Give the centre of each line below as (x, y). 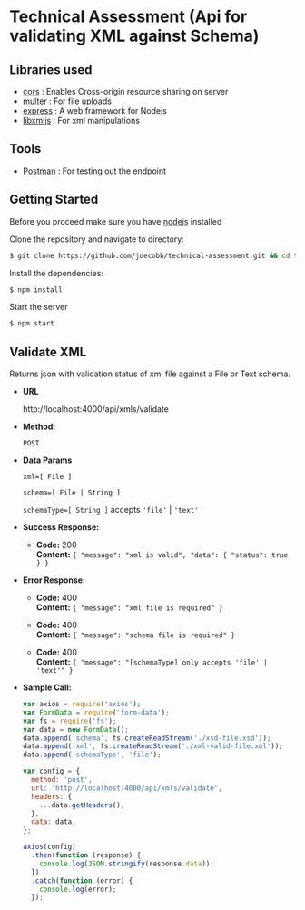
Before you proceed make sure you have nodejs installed (116, 221)
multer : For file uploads (67, 101)
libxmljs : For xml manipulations (81, 120)
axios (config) (49, 847)
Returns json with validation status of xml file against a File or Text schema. (150, 374)
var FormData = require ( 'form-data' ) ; (96, 712)
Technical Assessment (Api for (128, 17)
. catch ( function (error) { (82, 880)
